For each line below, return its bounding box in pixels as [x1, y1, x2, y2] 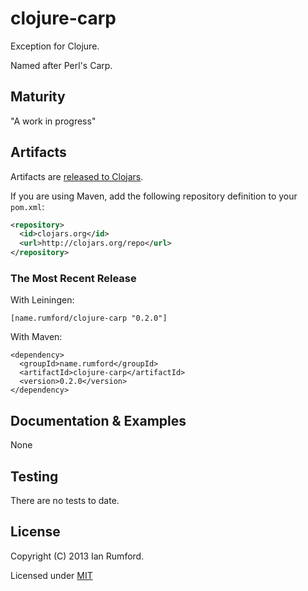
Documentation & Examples [10, 412, 187, 429]
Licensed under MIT [10, 569, 93, 581]
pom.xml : [10, 200, 45, 212]
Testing [10, 468, 59, 485]
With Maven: [10, 331, 63, 343]
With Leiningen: [10, 294, 75, 306]
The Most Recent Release [10, 271, 137, 285]
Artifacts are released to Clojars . [10, 170, 144, 182]
